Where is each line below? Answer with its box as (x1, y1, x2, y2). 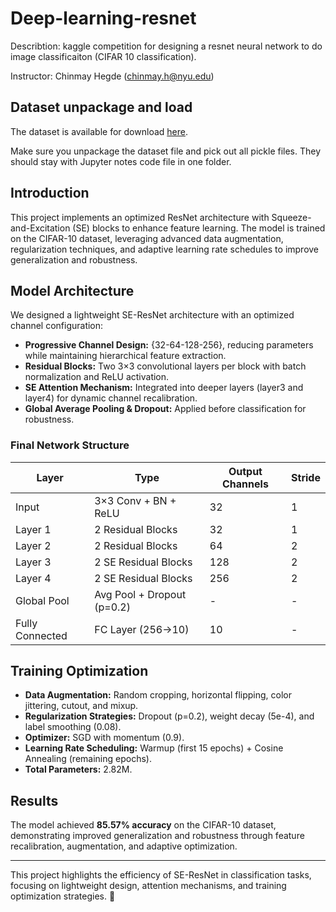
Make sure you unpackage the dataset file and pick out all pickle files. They (10, 145, 322, 157)
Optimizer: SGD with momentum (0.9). (24, 732, 185, 744)
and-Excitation (10, 222, 71, 234)
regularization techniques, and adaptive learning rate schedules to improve (10, 243, 320, 255)
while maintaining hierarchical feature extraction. (24, 350, 227, 362)
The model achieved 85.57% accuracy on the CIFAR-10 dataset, (10, 819, 277, 831)
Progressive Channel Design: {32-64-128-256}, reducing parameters (24, 339, 314, 351)
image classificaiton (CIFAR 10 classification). (10, 50, 197, 62)
